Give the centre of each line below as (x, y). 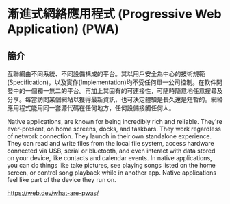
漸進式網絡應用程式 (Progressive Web (114, 14)
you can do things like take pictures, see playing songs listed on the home (111, 165)
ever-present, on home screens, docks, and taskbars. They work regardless (114, 129)
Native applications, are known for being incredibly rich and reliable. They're (115, 122)
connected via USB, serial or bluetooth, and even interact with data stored (111, 151)
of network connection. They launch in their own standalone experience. (110, 136)
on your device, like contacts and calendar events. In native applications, (110, 158)
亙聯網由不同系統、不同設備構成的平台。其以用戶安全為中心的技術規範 (106, 74)
